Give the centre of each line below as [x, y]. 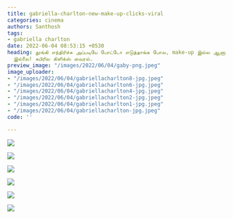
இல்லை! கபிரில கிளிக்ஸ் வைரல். [53, 59]
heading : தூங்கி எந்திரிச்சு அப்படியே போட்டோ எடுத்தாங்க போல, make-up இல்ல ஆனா [116, 53]
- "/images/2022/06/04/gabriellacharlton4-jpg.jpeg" [85, 91]
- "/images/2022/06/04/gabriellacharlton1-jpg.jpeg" [85, 104]
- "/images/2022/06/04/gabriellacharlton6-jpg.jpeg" [85, 85]
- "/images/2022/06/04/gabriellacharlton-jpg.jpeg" [84, 111]
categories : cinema [36, 20]
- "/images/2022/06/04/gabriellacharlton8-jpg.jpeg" [85, 78]
